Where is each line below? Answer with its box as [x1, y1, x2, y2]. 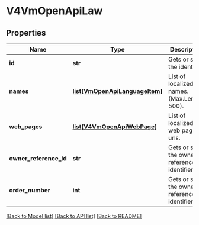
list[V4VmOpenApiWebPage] [72, 123, 157, 131]
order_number [9, 187, 50, 194]
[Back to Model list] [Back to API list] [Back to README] [6, 213, 142, 220]
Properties [6, 28, 46, 38]
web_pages [9, 123, 43, 131]
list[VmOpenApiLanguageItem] [72, 87, 163, 95]
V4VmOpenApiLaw [6, 4, 103, 18]
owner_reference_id [9, 155, 67, 162]
